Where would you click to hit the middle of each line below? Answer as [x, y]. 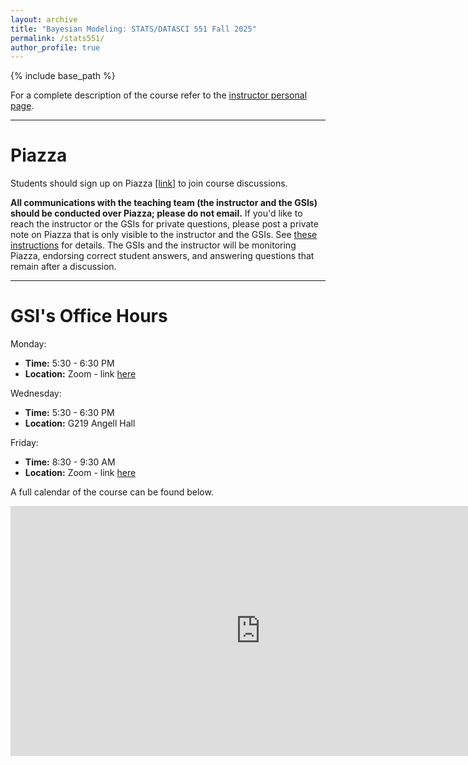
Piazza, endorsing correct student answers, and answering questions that [162, 256]
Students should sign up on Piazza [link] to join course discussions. [149, 183]
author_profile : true [55, 47]
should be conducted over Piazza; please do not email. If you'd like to [156, 213]
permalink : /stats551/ [57, 38]
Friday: [24, 443]
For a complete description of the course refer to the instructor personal [159, 95]
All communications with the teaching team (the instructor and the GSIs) [164, 203]
